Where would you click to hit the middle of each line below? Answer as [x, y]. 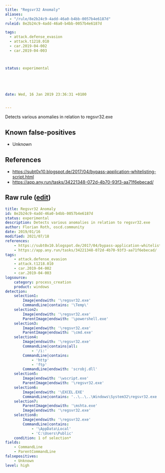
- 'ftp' [39, 365]
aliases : [14, 14]
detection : [16, 291]
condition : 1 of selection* [42, 438]
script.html [23, 177]
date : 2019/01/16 [23, 232]
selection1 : [26, 296]
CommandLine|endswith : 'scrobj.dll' [60, 369]
